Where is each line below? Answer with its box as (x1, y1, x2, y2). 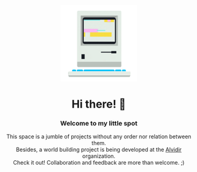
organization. (82, 152, 115, 160)
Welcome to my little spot (60, 119, 138, 128)
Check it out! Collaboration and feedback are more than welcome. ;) (13, 159, 185, 166)
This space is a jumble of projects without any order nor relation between (6, 133, 191, 140)
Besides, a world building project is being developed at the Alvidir (16, 146, 182, 154)
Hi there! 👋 (71, 97, 126, 111)
